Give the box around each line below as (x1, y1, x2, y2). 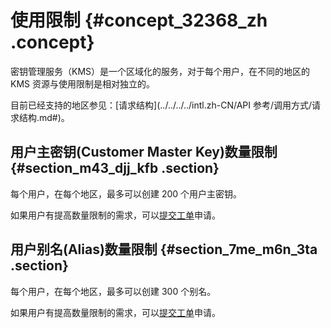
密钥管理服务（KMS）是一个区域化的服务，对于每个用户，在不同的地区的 (10, 65, 311, 77)
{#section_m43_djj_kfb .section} (10, 160, 220, 177)
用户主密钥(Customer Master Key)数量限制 (10, 144, 278, 161)
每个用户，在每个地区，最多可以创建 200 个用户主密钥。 (10, 187, 243, 200)
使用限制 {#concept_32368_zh (10, 9, 268, 32)
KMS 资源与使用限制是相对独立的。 (10, 77, 155, 90)
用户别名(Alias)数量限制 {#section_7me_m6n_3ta (10, 241, 318, 258)
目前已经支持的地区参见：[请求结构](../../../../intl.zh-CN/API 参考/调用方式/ (10, 99, 313, 111)
